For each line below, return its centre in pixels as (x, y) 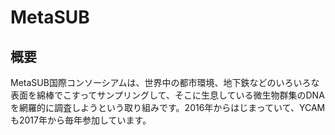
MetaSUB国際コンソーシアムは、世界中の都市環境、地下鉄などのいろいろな (165, 82)
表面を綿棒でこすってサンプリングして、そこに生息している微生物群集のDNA (167, 95)
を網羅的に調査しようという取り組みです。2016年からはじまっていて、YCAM (168, 107)
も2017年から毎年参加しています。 (81, 120)
